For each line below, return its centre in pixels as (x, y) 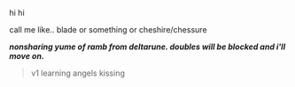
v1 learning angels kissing (78, 73)
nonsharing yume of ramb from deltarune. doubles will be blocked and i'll (147, 47)
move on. (27, 56)
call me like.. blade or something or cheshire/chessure (108, 29)
